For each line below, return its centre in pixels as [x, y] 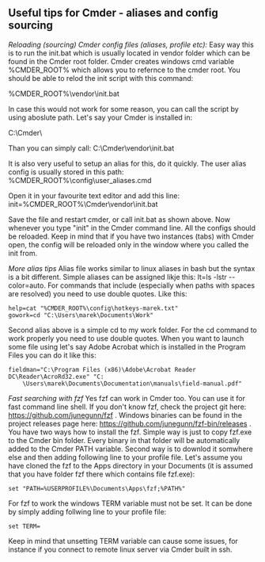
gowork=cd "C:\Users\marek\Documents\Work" [81, 315]
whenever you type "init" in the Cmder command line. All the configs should [132, 227]
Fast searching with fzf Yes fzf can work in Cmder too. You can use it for [127, 398]
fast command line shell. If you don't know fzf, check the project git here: [127, 407]
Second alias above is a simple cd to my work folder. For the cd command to [132, 330]
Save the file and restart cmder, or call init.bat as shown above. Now [119, 219]
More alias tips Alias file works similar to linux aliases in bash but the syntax [132, 268]
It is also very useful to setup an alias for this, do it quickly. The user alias [127, 163]
